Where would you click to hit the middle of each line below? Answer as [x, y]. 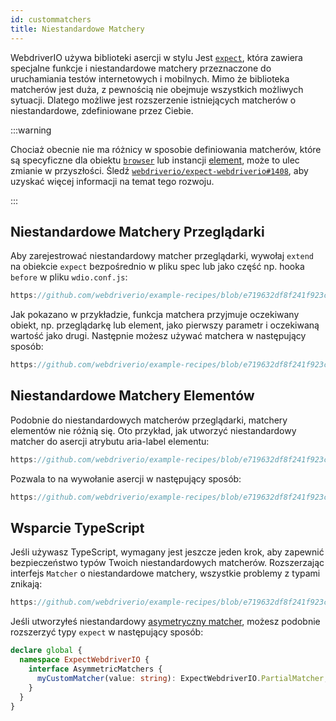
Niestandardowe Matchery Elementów [132, 396]
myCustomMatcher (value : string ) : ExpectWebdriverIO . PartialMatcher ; [182, 678]
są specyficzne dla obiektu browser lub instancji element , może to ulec [155, 160]
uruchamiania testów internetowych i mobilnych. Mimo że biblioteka [150, 78]
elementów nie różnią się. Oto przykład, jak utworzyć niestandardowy [153, 430]
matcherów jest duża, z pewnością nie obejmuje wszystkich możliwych [157, 89]
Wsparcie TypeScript [77, 528]
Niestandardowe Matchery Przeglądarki [137, 231]
